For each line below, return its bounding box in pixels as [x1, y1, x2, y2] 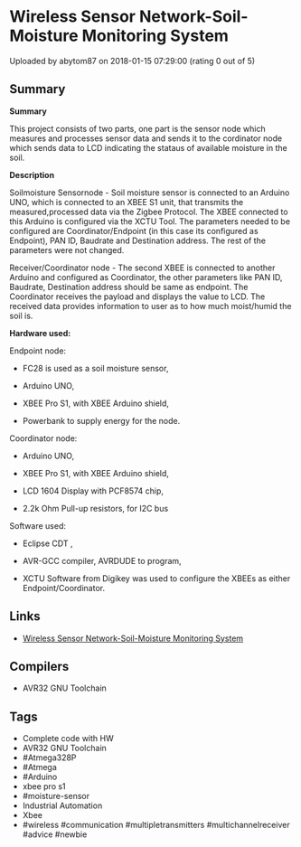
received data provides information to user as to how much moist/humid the [9, 300, 292, 311]
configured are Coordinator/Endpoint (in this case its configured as [9, 225, 259, 236]
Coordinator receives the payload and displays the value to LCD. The [9, 291, 266, 302]
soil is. [9, 310, 33, 321]
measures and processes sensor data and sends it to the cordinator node [9, 133, 283, 144]
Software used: [9, 520, 66, 531]
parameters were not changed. [9, 244, 125, 255]
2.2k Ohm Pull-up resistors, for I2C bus [22, 503, 169, 513]
